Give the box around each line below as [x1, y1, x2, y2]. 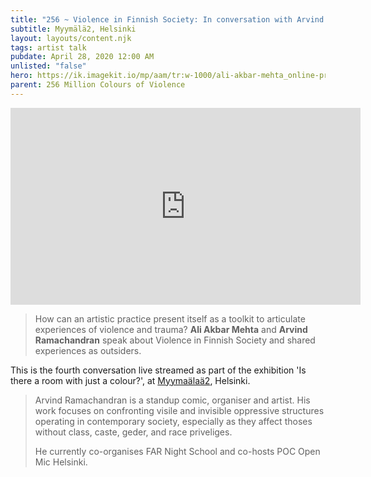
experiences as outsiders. [34, 344, 142, 356]
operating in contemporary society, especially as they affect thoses [34, 415, 313, 427]
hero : [10, 71, 33, 81]
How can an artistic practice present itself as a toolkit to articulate [34, 312, 306, 325]
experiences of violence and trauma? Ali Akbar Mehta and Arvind [34, 323, 308, 335]
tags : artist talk [10, 42, 87, 53]
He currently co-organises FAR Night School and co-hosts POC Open [34, 445, 321, 457]
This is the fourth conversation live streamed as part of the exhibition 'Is [10, 364, 307, 376]
